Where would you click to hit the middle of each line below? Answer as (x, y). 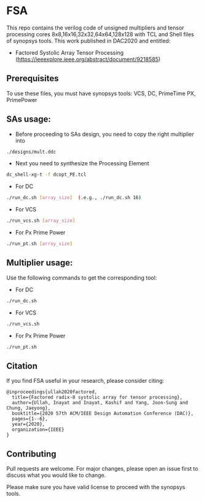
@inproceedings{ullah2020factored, (52, 392)
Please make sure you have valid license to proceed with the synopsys (96, 487)
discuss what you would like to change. (56, 475)
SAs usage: (29, 120)
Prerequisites (33, 78)
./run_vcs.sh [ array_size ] (41, 221)
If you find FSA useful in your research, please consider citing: (85, 381)
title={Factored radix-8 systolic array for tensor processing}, (97, 398)
